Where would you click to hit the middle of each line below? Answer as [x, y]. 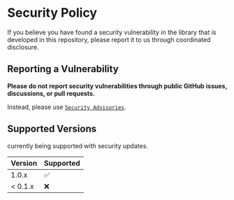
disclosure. [23, 47]
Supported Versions [52, 129]
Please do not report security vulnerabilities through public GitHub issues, [117, 86]
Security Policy [52, 13]
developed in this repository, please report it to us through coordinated [109, 39]
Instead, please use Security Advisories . [67, 107]
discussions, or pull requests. [51, 93]
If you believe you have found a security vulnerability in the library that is [112, 32]
